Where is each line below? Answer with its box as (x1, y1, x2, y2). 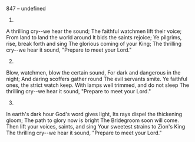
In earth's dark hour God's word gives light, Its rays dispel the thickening (6, 111, 183, 117)
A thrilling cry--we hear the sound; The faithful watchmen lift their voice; (6, 28, 182, 35)
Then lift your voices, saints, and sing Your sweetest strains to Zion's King (6, 123, 186, 130)
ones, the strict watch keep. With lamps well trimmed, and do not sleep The (6, 82, 190, 89)
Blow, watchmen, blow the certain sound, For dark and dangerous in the (6, 69, 181, 76)
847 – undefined (6, 5, 46, 12)
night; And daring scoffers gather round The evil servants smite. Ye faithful (6, 76, 187, 82)
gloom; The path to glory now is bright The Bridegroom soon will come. (6, 117, 180, 124)
